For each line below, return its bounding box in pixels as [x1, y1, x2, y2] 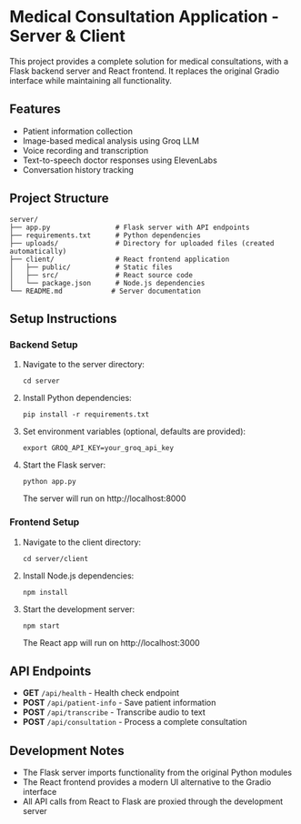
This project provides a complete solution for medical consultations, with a [9, 55, 289, 66]
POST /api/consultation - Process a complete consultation [22, 717, 247, 728]
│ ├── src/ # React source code [9, 270, 194, 279]
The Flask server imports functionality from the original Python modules [22, 767, 293, 779]
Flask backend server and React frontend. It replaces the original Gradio [9, 65, 280, 76]
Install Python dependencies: [22, 393, 132, 404]
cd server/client [22, 554, 89, 563]
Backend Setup [9, 338, 79, 351]
